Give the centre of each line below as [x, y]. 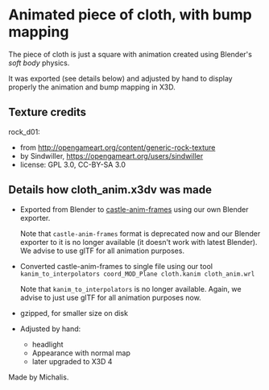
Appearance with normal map [81, 353]
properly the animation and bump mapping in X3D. [92, 87]
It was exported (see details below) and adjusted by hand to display [120, 78]
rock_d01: [24, 131]
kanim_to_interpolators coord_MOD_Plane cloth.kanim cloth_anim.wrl [137, 274]
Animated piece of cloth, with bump [130, 15]
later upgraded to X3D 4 [72, 361]
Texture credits [48, 112]
